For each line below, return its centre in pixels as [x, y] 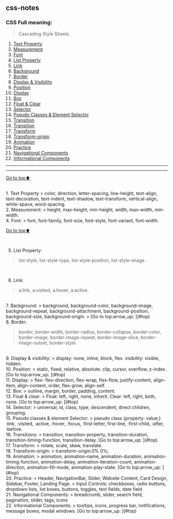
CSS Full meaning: [29, 23]
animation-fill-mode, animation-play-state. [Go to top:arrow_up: [94, 467]
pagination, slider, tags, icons [37, 500]
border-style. [63, 342]
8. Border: [16, 322]
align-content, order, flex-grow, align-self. [62, 385]
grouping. [16, 413]
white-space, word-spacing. [36, 204]
